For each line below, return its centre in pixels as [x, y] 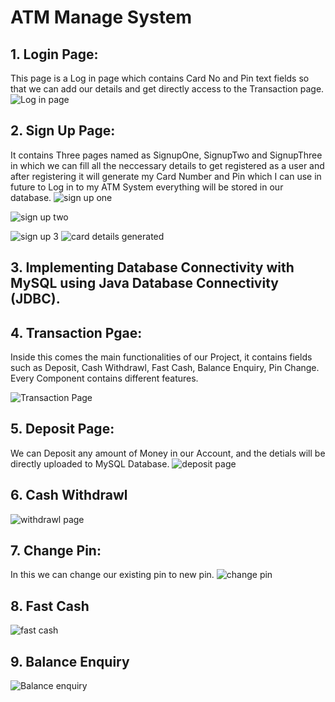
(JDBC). [35, 299]
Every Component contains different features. [104, 378]
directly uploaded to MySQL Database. [90, 463]
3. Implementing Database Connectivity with [152, 267]
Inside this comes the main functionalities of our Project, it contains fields [161, 357]
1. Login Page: [54, 54]
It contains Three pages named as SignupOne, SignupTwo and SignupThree [166, 155]
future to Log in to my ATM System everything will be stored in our [147, 187]
